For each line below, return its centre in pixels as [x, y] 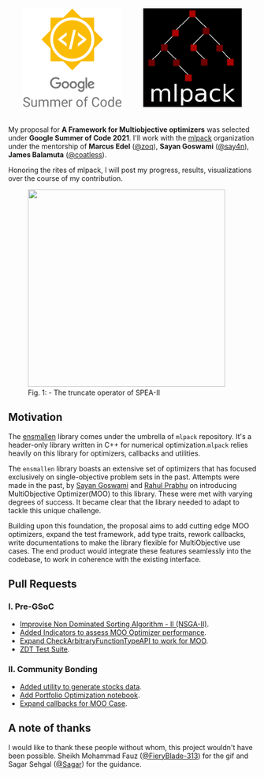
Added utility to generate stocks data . [80, 686]
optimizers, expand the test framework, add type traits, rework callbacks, [127, 534]
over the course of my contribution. [66, 178]
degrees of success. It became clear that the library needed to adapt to [124, 502]
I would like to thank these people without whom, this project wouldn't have [131, 747]
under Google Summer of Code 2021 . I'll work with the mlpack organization [131, 138]
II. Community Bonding [53, 670]
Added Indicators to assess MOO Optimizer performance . [113, 632]
